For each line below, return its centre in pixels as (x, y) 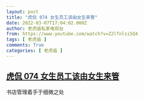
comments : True (25, 45)
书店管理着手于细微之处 (35, 92)
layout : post (22, 12)
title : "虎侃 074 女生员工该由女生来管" (52, 17)
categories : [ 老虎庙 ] (34, 51)
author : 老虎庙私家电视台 (35, 28)
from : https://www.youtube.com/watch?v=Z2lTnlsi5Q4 (72, 34)
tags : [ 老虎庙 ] (26, 39)
